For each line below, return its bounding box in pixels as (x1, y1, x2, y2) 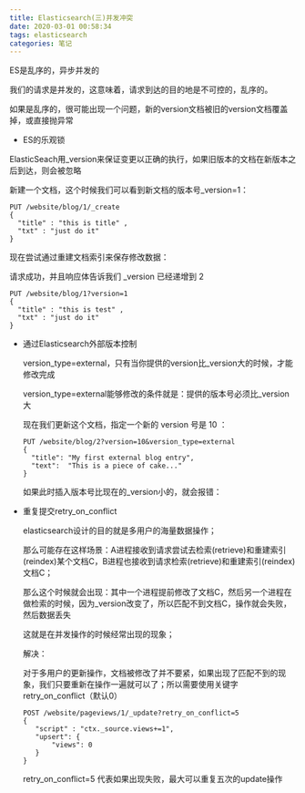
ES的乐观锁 (22, 134, 66, 146)
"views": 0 (51, 740, 93, 750)
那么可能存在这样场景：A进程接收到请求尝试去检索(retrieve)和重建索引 (22, 544, 287, 556)
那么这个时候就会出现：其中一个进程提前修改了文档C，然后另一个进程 (22, 587, 285, 598)
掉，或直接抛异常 (9, 115, 74, 126)
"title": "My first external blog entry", (31, 453, 195, 463)
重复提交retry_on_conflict (22, 506, 117, 517)
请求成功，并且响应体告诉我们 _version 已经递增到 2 (9, 271, 205, 283)
